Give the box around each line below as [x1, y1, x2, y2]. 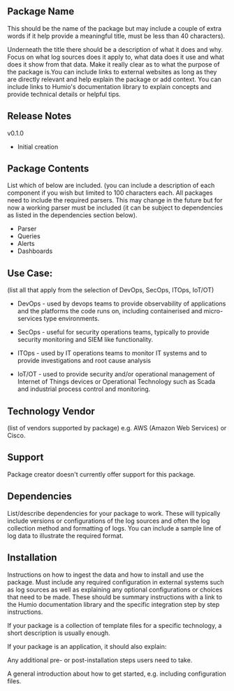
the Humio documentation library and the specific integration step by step [7, 600, 220, 608]
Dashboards [17, 247, 53, 255]
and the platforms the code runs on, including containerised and [17, 307, 203, 315]
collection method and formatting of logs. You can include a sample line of [7, 524, 221, 532]
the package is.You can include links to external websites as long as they [7, 67, 217, 76]
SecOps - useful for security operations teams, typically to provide [17, 328, 210, 336]
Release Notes [7, 110, 72, 122]
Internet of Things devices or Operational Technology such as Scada [17, 378, 216, 386]
